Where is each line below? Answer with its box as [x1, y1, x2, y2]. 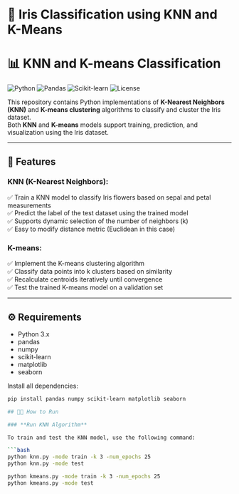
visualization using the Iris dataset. [7, 128, 109, 137]
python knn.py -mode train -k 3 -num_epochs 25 [7, 453, 152, 460]
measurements [7, 201, 51, 210]
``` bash [7, 447, 31, 454]
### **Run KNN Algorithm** [7, 421, 87, 428]
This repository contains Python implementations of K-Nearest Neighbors [7, 98, 225, 106]
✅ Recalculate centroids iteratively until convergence [7, 275, 163, 284]
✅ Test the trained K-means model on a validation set [7, 283, 164, 292]
